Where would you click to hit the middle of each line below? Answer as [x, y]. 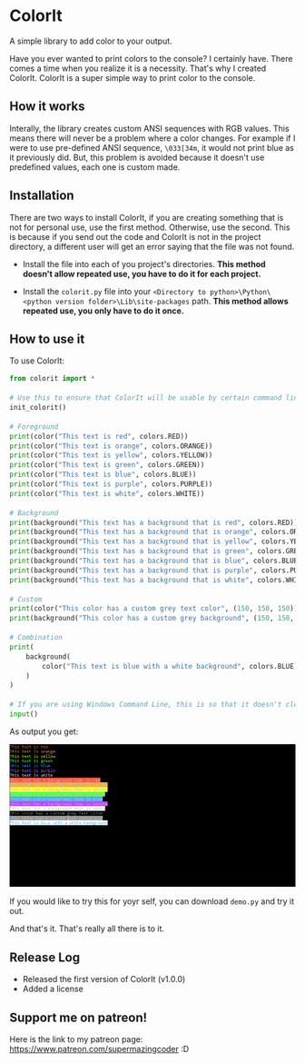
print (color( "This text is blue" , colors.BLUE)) [103, 475]
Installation [42, 196]
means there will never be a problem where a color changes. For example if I [152, 138]
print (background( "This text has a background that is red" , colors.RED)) [154, 522]
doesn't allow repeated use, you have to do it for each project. [142, 273]
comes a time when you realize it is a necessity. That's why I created [138, 68]
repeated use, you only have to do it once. [103, 311]
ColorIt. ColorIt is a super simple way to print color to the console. [133, 77]
